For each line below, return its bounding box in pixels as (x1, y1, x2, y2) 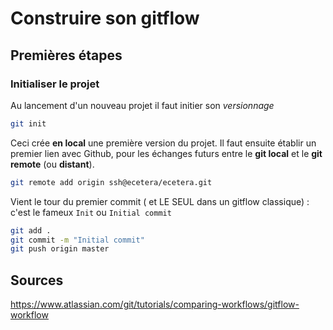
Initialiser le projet (10, 77, 100, 91)
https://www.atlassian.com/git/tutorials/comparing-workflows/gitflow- (10, 298, 300, 311)
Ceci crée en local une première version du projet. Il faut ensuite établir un (10, 137, 317, 149)
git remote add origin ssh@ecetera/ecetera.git (10, 177, 213, 187)
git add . (10, 225, 52, 236)
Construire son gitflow (10, 7, 200, 30)
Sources (10, 272, 64, 289)
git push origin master (10, 244, 110, 254)
